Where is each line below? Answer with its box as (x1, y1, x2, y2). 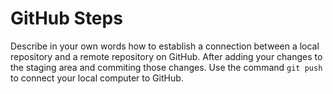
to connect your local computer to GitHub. (10, 72, 184, 84)
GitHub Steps (10, 7, 123, 30)
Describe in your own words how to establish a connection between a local (10, 40, 320, 52)
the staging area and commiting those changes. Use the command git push (10, 61, 323, 73)
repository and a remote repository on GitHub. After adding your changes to (10, 50, 323, 62)
